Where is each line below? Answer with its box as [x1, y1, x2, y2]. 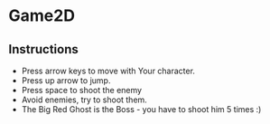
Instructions [8, 42, 79, 57]
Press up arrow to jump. [21, 75, 111, 86]
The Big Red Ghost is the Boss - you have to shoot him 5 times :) [21, 104, 262, 114]
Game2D [8, 5, 76, 26]
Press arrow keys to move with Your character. [21, 65, 196, 76]
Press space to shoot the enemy [21, 85, 142, 95]
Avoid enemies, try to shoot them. [21, 94, 148, 105]
